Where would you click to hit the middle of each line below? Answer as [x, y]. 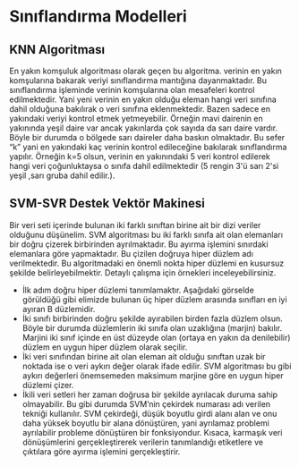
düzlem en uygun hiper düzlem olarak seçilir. [105, 347]
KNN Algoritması [57, 50]
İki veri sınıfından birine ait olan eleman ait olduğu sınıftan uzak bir [144, 356]
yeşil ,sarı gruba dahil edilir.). [62, 175]
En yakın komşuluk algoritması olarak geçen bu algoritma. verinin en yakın [145, 71]
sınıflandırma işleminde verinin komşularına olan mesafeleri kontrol [132, 90]
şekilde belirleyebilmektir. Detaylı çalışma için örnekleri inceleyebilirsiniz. [143, 272]
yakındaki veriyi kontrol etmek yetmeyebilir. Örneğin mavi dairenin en [136, 119]
